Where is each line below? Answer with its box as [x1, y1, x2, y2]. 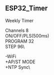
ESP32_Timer [5, 4, 48, 13]
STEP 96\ [5, 43, 25, 50]
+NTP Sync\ [5, 64, 30, 70]
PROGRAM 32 [5, 38, 34, 44]
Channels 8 [5, 27, 29, 33]
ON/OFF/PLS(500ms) [5, 32, 49, 39]
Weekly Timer [5, 17, 34, 23]
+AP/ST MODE [5, 58, 36, 65]
